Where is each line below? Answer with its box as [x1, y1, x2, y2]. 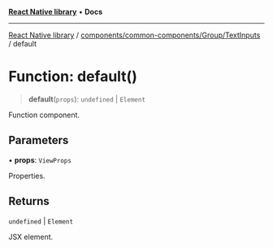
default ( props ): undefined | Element [28, 94, 146, 104]
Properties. [8, 171, 46, 181]
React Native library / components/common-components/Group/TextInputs [8, 30, 261, 40]
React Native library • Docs [8, 7, 103, 16]
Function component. [8, 110, 80, 120]
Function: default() [8, 67, 138, 86]
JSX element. [8, 232, 54, 241]
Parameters [8, 133, 69, 147]
